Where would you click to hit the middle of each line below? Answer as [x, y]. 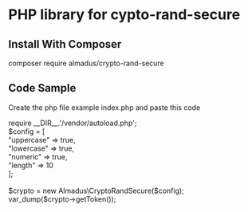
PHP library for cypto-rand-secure [124, 15]
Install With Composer [65, 44]
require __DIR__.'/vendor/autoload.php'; [73, 123]
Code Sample [42, 88]
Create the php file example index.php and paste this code [104, 107]
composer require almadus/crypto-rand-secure [87, 63]
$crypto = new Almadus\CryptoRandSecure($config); [96, 190]
